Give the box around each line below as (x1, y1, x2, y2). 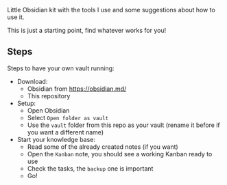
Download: (16, 77, 48, 85)
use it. (7, 13, 25, 21)
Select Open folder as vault (27, 113, 108, 122)
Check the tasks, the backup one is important (27, 164, 154, 173)
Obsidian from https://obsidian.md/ (27, 85, 127, 93)
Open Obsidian (27, 106, 70, 115)
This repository (27, 91, 71, 100)
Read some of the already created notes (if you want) (27, 143, 178, 151)
